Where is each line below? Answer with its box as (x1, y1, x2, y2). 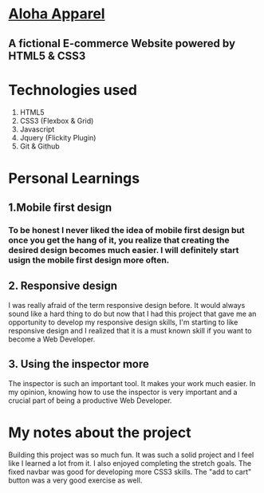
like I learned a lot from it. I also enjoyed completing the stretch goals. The (8, 458, 252, 467)
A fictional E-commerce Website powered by (8, 37, 236, 50)
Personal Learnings (8, 169, 140, 187)
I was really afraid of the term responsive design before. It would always (8, 300, 246, 310)
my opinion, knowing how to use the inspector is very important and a (8, 387, 238, 396)
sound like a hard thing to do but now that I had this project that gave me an (8, 309, 257, 318)
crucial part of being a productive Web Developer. (8, 396, 172, 405)
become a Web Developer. (8, 334, 96, 344)
